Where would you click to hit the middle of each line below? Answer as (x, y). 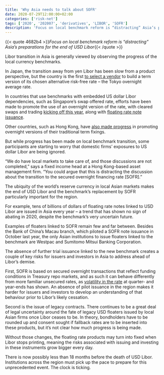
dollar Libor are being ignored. (35, 152)
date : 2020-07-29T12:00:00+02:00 (39, 14)
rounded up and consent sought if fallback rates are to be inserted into (76, 323)
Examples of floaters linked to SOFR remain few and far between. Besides (79, 226)
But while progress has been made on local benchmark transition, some (77, 141)
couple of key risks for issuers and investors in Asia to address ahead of (78, 257)
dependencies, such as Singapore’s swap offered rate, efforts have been (78, 101)
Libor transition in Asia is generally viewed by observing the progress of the (81, 56)
